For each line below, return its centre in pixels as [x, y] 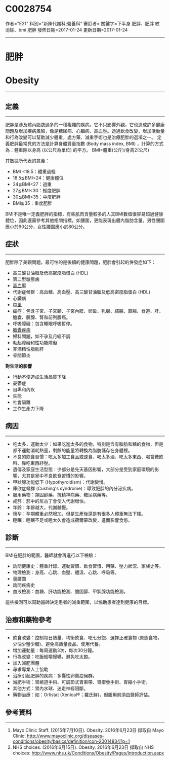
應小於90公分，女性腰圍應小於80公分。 [46, 227]
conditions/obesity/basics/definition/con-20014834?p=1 [71, 741]
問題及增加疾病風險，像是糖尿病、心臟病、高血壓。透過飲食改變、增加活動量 [85, 131]
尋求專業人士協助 [30, 669]
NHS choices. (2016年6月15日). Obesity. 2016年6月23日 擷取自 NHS [83, 747]
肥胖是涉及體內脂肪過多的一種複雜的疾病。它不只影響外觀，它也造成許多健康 [85, 124]
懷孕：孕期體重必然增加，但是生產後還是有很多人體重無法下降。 [79, 514]
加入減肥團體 [26, 663]
